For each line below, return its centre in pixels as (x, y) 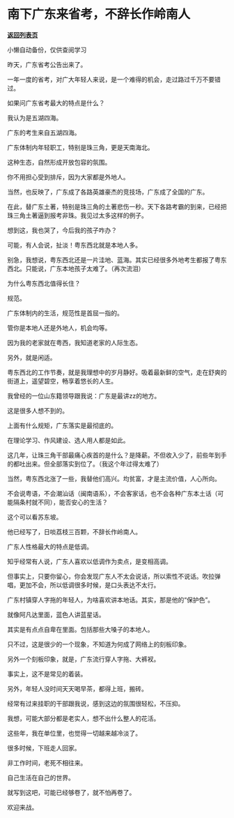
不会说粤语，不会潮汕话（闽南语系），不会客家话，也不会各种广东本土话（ (112, 493)
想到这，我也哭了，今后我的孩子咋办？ (62, 230)
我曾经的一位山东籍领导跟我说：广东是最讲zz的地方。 (84, 395)
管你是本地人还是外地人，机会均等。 (59, 328)
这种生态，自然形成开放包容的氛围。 (59, 162)
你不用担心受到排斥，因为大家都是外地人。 (68, 177)
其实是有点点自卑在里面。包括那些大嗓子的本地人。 (80, 629)
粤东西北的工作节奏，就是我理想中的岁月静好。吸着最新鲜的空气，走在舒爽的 (117, 372)
